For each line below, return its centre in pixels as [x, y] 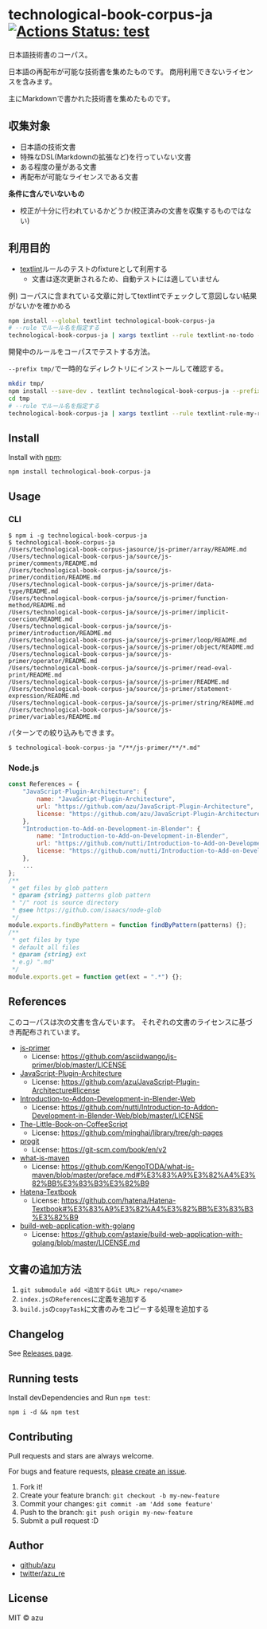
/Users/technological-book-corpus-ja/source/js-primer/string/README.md [131, 703]
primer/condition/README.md [55, 578]
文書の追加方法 [45, 1270]
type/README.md [33, 591]
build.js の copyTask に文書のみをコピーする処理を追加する [114, 1309]
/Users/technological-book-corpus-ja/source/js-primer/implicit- [118, 612]
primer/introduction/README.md [60, 634]
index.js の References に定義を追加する [83, 1299]
